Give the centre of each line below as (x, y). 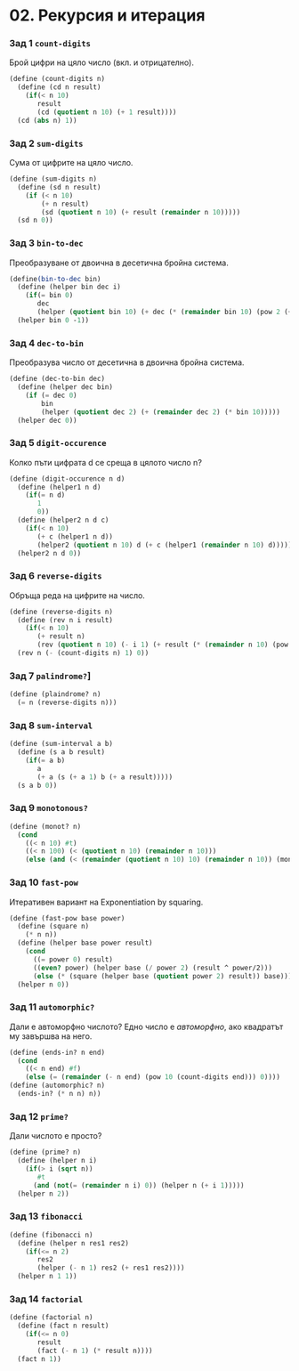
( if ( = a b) (45, 761)
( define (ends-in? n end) (57, 1052)
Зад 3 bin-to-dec (46, 243)
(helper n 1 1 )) (47, 1277)
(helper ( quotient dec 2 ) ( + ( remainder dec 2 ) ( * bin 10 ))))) (161, 412)
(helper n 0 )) (43, 985)
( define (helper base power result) (85, 943)
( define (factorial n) (51, 1318)
